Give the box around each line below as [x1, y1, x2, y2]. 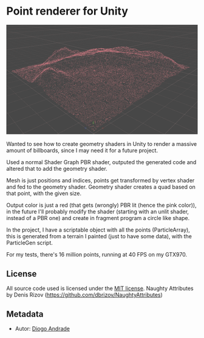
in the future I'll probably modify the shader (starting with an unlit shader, [6, 208, 189, 215]
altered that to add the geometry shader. [6, 165, 107, 173]
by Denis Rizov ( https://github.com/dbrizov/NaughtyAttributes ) [6, 291, 163, 298]
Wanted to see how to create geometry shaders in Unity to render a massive [6, 140, 197, 148]
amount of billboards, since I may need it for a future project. [6, 147, 158, 154]
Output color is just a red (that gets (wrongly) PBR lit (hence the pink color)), [6, 202, 197, 209]
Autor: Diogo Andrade [15, 325, 70, 332]
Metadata [6, 309, 44, 319]
